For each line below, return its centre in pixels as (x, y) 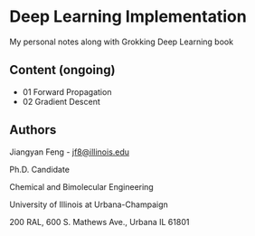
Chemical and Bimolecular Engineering (81, 186)
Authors (33, 130)
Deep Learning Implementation (128, 17)
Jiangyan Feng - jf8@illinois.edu (69, 152)
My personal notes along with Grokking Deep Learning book (121, 42)
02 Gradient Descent (61, 101)
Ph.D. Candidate (40, 169)
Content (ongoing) (62, 70)
